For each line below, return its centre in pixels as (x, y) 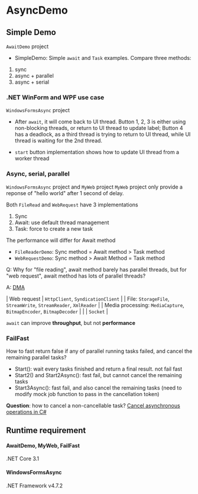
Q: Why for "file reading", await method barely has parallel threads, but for (97, 269)
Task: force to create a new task (54, 228)
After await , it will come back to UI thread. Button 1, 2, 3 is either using (100, 122)
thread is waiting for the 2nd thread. (58, 141)
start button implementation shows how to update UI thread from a (97, 152)
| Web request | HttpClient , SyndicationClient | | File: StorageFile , (88, 299)
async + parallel (34, 76)
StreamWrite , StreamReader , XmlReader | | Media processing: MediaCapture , (95, 305)
